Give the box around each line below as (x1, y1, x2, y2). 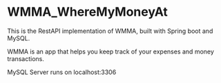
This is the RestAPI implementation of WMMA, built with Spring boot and (7, 27, 213, 35)
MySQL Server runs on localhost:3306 (7, 68, 117, 76)
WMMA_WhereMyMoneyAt (7, 4, 168, 20)
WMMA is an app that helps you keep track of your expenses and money (7, 47, 214, 56)
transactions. (7, 54, 45, 62)
